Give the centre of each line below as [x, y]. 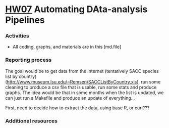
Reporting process [29, 60]
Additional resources [32, 121]
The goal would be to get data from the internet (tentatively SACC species [82, 71]
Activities [17, 36]
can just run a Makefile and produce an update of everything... [70, 98]
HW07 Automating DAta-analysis [76, 9]
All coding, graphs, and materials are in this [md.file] [67, 47]
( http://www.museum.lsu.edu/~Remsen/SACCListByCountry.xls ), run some [83, 81]
